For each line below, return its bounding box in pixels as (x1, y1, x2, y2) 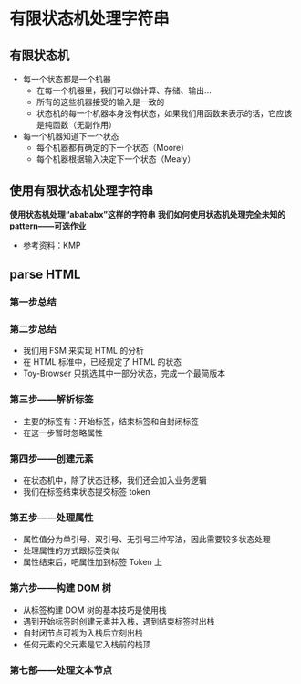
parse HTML (9, 267, 81, 283)
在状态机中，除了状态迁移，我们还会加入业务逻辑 (22, 475, 207, 486)
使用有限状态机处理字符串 (9, 183, 153, 198)
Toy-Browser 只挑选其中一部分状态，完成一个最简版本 (22, 368, 226, 379)
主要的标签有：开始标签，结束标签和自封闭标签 (22, 415, 199, 426)
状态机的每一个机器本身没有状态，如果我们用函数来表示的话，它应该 (36, 108, 293, 119)
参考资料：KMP (22, 240, 81, 251)
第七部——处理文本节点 (9, 664, 112, 677)
